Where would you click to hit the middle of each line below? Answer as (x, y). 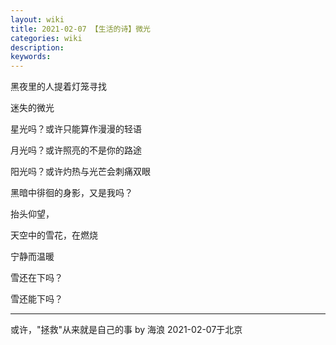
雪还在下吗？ (36, 278)
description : (37, 47)
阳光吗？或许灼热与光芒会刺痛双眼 (80, 172)
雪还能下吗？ (36, 299)
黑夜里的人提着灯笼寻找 (58, 87)
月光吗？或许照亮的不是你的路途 (76, 150)
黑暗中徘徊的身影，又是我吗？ (71, 193)
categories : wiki (46, 38)
